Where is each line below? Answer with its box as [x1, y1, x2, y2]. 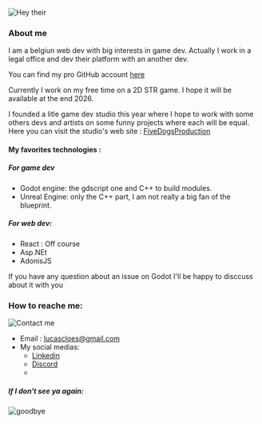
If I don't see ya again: [8, 386, 84, 396]
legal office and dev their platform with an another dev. [8, 55, 189, 64]
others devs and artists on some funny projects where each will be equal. [8, 118, 250, 127]
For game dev [8, 163, 55, 172]
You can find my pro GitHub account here [8, 70, 145, 79]
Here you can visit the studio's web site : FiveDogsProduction [8, 127, 211, 136]
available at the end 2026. [8, 94, 94, 103]
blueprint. [19, 200, 52, 210]
